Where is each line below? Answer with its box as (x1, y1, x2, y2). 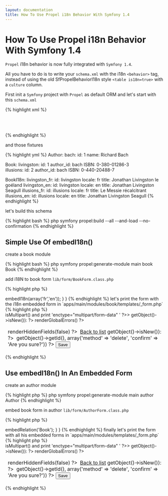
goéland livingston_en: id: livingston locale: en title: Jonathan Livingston (5, 182, 154, 188)
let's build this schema (5, 208, 52, 214)
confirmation (5, 223, 32, 229)
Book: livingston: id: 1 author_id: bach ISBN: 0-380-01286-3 (5, 162, 130, 168)
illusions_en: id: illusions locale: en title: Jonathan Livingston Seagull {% (5, 193, 154, 199)
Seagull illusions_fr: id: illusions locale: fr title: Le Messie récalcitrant (5, 187, 147, 193)
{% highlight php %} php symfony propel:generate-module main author (5, 392, 154, 398)
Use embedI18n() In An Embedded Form (5, 369, 133, 377)
